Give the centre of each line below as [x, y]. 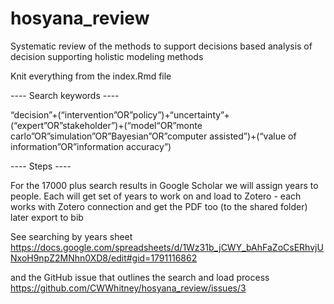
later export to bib [47, 217]
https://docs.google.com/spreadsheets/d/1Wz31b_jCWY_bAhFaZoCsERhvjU [167, 247]
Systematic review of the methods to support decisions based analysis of [161, 46]
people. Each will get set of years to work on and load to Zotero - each [156, 196]
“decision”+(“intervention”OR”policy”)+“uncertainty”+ [120, 114]
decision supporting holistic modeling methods [107, 56]
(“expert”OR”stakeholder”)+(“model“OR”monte [106, 125]
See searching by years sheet [71, 236]
